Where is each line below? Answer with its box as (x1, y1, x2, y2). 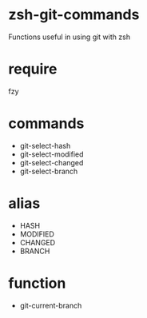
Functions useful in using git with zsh (8, 32, 130, 42)
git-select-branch (19, 166, 78, 176)
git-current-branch (19, 300, 82, 310)
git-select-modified (19, 149, 84, 159)
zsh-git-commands (8, 6, 140, 24)
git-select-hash (19, 141, 71, 150)
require (8, 60, 58, 78)
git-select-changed (19, 157, 84, 167)
